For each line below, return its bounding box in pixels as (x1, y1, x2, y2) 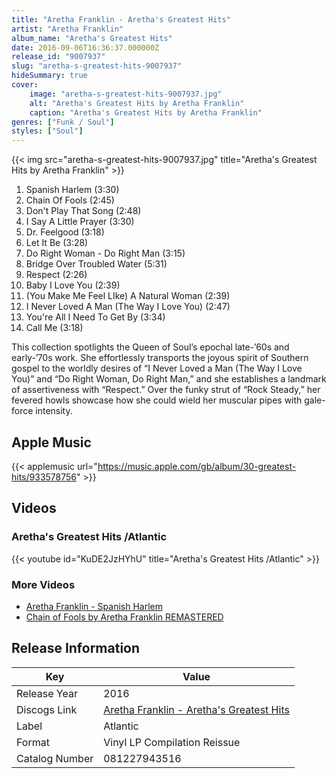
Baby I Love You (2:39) (25, 279, 121, 291)
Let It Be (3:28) (25, 237, 89, 249)
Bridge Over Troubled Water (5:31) (25, 258, 168, 270)
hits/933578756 (11, 471, 77, 483)
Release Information (11, 640, 141, 657)
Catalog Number (16, 751, 94, 765)
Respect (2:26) (25, 269, 88, 281)
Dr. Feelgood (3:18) (25, 226, 105, 238)
